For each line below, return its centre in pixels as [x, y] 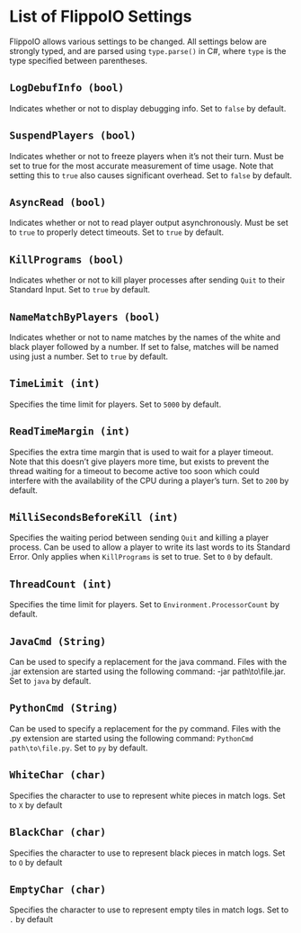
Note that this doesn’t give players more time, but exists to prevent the [139, 462]
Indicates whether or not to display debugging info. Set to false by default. [148, 108]
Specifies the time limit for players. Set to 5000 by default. [115, 404]
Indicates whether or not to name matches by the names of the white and [145, 337]
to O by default [36, 862]
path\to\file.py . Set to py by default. [79, 748]
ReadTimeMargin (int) [70, 431]
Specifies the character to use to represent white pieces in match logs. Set [147, 795]
